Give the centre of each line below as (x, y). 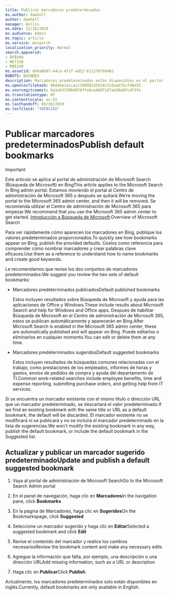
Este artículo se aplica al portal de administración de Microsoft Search (78, 179)
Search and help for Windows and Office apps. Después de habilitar (83, 310)
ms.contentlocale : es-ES (31, 99)
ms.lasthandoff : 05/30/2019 (35, 104)
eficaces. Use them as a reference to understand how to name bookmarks (82, 253)
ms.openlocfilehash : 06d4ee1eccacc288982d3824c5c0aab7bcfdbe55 (73, 85)
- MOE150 (14, 66)
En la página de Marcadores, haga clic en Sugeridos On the (74, 511)
